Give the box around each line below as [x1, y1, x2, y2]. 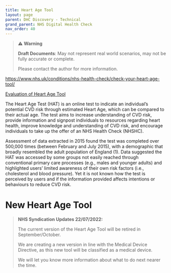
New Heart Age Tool [5, 199, 92, 211]
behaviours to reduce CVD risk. [5, 181, 71, 188]
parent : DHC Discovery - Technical [5, 17, 81, 22]
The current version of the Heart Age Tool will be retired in [17, 226, 141, 233]
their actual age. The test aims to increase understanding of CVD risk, [5, 112, 152, 118]
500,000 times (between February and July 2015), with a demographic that [5, 144, 163, 150]
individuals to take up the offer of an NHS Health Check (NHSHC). [5, 128, 144, 134]
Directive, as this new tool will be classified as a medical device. [17, 247, 153, 253]
